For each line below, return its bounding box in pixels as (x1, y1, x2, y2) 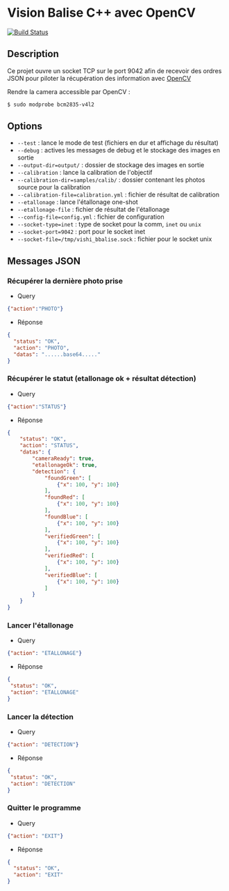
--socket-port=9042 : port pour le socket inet (17, 228, 146, 236)
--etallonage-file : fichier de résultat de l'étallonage (17, 206, 170, 214)
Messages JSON (7, 255, 81, 267)
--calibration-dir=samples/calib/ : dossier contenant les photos (17, 176, 205, 184)
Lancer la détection (7, 712, 74, 722)
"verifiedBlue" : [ (44, 571, 98, 579)
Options (7, 121, 43, 132)
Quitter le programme (7, 803, 81, 813)
